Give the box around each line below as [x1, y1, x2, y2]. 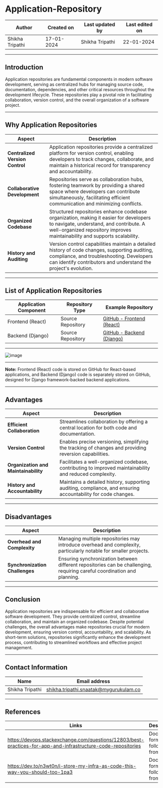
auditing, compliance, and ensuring [59, 485, 140, 492]
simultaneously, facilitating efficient [49, 194, 130, 201]
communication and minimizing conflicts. [49, 200, 143, 207]
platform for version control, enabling [49, 150, 134, 157]
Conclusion [5, 595, 41, 604]
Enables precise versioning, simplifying [59, 438, 149, 445]
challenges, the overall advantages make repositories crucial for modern [5, 624, 150, 630]
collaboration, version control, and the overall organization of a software [5, 97, 149, 103]
